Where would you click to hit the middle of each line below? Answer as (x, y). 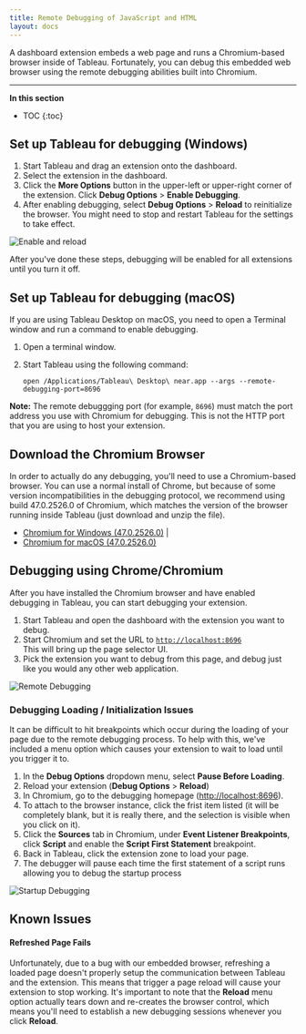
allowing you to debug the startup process (102, 873)
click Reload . (34, 1020)
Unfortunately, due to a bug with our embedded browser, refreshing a (140, 963)
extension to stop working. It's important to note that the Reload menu (141, 992)
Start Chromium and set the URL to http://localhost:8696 (132, 640)
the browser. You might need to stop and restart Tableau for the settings (158, 214)
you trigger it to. (40, 759)
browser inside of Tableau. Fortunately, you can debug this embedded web (150, 62)
